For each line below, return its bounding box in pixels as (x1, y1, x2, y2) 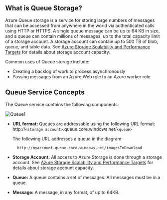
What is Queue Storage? (5, 4, 82, 12)
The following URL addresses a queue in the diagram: (12, 136, 123, 142)
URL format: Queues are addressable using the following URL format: (12, 121, 156, 127)
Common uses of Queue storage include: (5, 58, 90, 64)
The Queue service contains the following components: (5, 101, 119, 107)
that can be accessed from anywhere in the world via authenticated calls (5, 22, 155, 28)
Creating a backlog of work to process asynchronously (12, 68, 126, 74)
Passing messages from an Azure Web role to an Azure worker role (12, 73, 151, 79)
